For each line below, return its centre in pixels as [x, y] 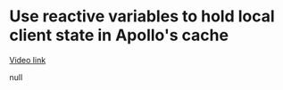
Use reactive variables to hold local [142, 16]
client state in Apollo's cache [119, 35]
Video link [28, 60]
